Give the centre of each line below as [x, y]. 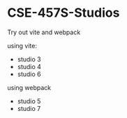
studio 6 [29, 74]
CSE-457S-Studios [63, 13]
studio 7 [29, 108]
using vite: [22, 45]
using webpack [29, 87]
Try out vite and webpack [44, 32]
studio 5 [29, 101]
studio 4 [29, 66]
